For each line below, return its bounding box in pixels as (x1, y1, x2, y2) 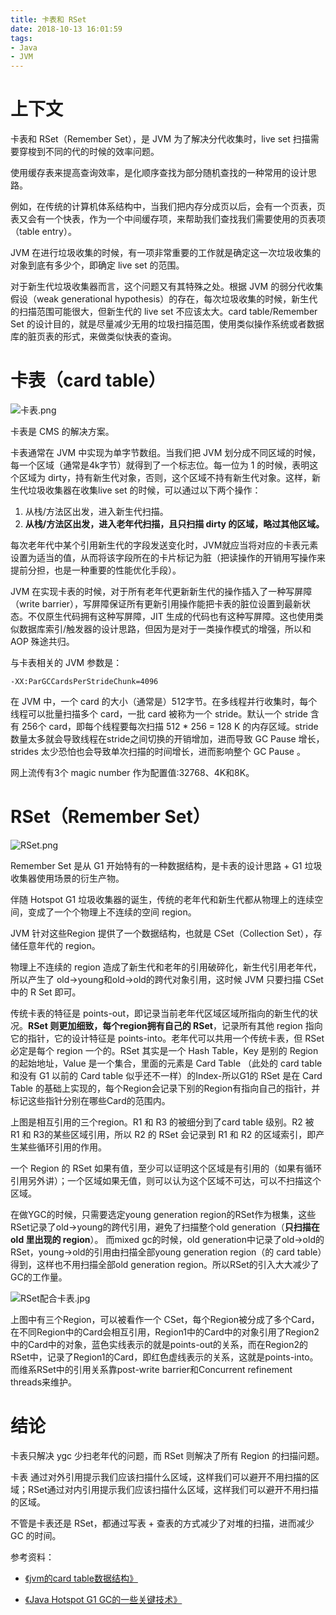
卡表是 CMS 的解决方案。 (10, 426, 115, 437)
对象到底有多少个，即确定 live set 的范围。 (10, 259, 185, 271)
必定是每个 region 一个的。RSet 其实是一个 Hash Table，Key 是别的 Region (10, 1044, 319, 1056)
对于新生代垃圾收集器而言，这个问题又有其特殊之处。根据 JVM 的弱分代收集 (10, 281, 324, 293)
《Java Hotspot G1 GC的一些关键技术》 (24, 1593, 183, 1605)
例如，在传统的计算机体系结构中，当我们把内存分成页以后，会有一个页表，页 (10, 201, 326, 213)
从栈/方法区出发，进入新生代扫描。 (24, 506, 169, 517)
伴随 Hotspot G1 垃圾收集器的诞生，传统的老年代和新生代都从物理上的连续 (10, 893, 315, 905)
